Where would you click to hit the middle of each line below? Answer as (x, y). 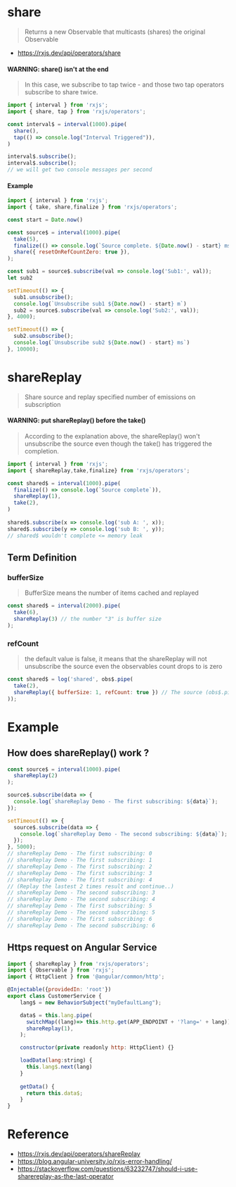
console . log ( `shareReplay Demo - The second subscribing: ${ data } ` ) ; (124, 834)
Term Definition (42, 558)
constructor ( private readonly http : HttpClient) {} (97, 1048)
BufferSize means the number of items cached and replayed (111, 593)
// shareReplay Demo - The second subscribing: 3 (81, 893)
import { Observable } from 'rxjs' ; (61, 970)
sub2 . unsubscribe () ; (44, 336)
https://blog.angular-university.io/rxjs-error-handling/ (94, 1162)
